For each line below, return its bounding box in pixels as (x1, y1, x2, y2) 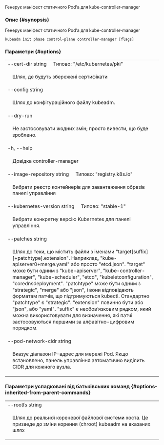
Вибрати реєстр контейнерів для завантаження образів (12, 183, 145, 190)
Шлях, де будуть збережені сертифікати (12, 73, 108, 80)
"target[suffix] (115, 248, 148, 255)
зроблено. (12, 131, 37, 138)
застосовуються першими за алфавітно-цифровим (12, 318, 134, 325)
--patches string (7, 235, 47, 242)
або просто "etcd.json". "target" (70, 261, 145, 268)
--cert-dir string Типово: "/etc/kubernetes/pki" (7, 60, 123, 67)
